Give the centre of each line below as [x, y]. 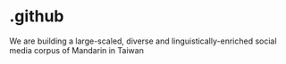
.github [37, 16]
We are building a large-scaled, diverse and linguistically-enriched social [143, 41]
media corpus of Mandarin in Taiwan [77, 50]
